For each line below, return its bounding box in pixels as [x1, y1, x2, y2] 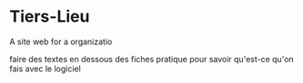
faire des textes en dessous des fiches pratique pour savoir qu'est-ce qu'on [9, 53, 294, 64]
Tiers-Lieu [9, 6, 90, 27]
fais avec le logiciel [9, 63, 82, 74]
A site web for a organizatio [9, 36, 113, 47]
